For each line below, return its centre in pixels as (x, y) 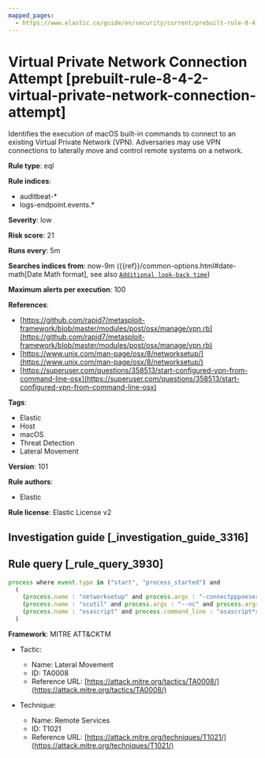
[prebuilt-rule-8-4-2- (137, 78)
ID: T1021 (46, 728)
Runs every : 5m (34, 251)
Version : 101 (28, 467)
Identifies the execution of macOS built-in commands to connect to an (122, 134)
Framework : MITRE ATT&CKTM (60, 634)
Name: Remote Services (71, 720)
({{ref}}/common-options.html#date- (176, 266)
